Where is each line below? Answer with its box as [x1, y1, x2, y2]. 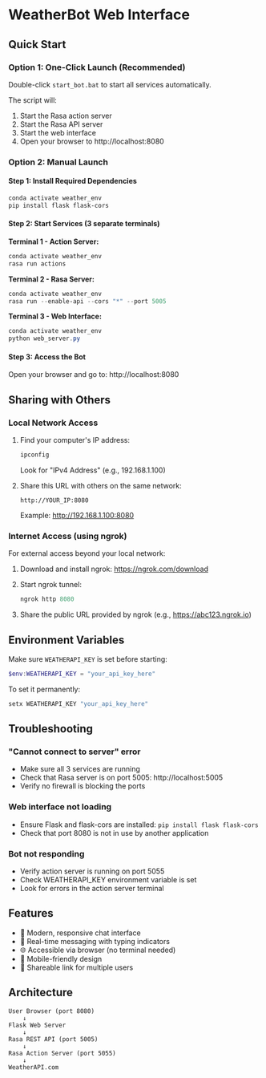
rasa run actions [8, 259, 66, 268]
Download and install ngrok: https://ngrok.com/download [19, 564, 208, 574]
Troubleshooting [8, 722, 94, 736]
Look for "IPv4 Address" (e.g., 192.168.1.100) [19, 465, 166, 475]
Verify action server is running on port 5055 [19, 866, 165, 876]
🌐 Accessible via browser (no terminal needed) [19, 945, 176, 954]
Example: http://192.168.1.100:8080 [19, 510, 135, 520]
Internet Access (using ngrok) [8, 530, 127, 541]
